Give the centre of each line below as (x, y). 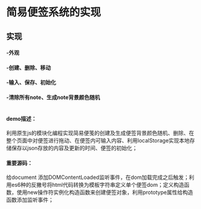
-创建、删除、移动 (28, 67)
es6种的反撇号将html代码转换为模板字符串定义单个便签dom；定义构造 (97, 185)
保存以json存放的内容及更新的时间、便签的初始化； (74, 148)
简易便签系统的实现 (54, 12)
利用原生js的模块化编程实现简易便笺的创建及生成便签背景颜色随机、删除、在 (100, 133)
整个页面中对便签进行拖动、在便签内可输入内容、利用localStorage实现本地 (98, 141)
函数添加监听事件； (30, 200)
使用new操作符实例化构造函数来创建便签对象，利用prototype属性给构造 (105, 192)
